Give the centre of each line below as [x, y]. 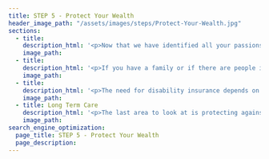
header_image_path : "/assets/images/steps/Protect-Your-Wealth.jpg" [125, 23]
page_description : [46, 143]
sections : [25, 31]
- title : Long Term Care [57, 105]
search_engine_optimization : [57, 128]
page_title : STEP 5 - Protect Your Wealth [87, 135]
